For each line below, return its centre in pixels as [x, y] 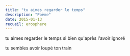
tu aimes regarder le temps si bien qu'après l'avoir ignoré [65, 38]
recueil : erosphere [26, 24]
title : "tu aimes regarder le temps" [45, 10]
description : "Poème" [28, 15]
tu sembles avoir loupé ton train [38, 48]
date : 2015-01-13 [24, 19]
